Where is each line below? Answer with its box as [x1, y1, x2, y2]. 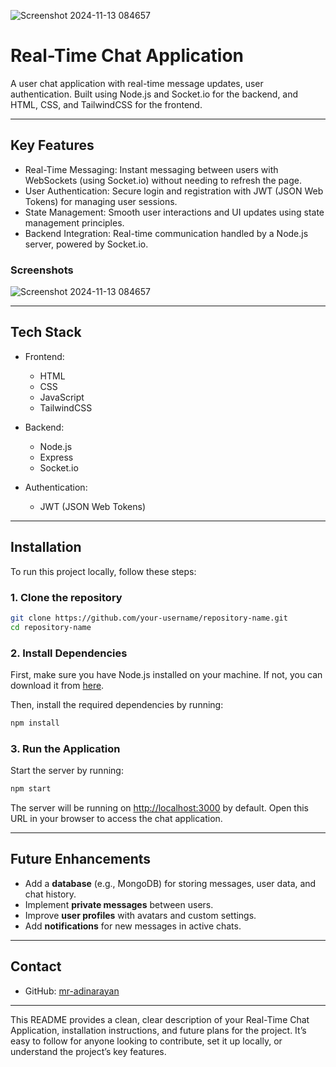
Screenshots [10, 263, 74, 277]
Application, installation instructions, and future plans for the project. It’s [10, 1024, 307, 1036]
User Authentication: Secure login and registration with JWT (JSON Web [24, 185, 324, 197]
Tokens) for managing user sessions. [24, 195, 178, 207]
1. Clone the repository [10, 590, 123, 604]
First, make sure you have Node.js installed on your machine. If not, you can [10, 669, 323, 681]
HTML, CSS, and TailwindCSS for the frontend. [10, 98, 203, 110]
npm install [10, 718, 60, 729]
